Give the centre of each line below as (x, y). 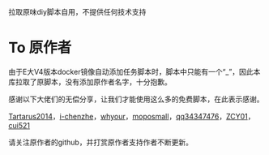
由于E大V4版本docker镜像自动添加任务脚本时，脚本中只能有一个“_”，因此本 (134, 71)
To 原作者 (40, 48)
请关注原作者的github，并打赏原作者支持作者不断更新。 (100, 142)
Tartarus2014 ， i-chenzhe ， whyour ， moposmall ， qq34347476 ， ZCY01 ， (132, 116)
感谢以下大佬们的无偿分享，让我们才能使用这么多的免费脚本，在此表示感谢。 (136, 99)
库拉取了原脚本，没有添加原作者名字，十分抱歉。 (90, 82)
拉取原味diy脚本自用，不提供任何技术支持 (77, 12)
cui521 (19, 125)
